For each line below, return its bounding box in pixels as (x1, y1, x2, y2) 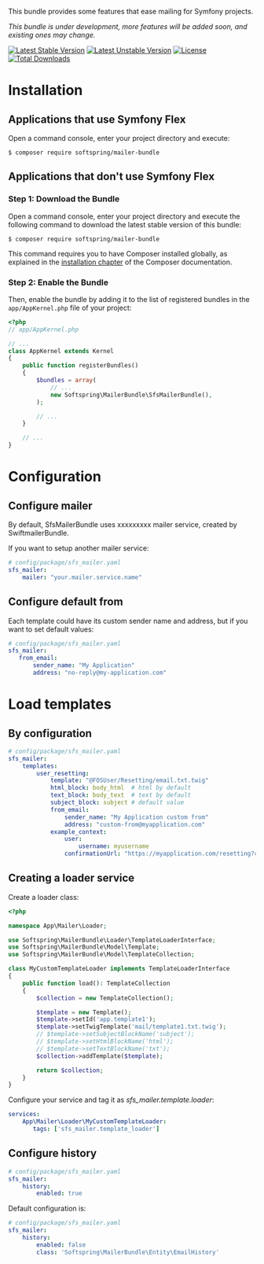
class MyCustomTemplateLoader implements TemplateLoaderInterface (8, 965, 230, 973)
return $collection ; (36, 1066, 104, 1074)
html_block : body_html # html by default (49, 784, 192, 792)
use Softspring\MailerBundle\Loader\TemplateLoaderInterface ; (8, 936, 216, 944)
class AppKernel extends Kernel (8, 347, 114, 355)
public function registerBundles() (22, 362, 139, 370)
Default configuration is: (8, 1203, 86, 1214)
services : (8, 1111, 41, 1118)
